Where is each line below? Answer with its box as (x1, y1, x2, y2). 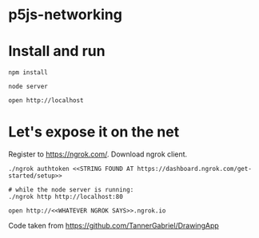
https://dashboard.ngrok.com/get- (137, 165, 252, 173)
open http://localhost (8, 97, 84, 105)
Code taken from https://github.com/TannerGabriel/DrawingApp (8, 221, 220, 231)
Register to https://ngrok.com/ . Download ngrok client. (8, 149, 188, 159)
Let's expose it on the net (8, 123, 180, 141)
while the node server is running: (15, 186, 134, 194)
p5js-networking (8, 6, 122, 24)
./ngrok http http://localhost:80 (8, 193, 124, 201)
